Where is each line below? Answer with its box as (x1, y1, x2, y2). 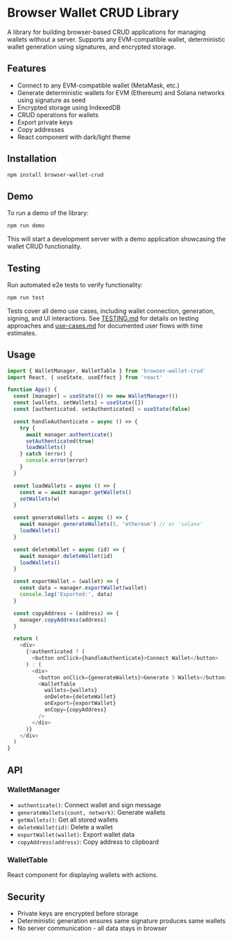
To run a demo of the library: (7, 209, 89, 217)
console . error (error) (25, 457, 89, 464)
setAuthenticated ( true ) (25, 437, 95, 445)
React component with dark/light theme (17, 133, 131, 141)
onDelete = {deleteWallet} (44, 693, 116, 700)
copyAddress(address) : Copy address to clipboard (17, 838, 159, 846)
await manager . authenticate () (25, 431, 113, 438)
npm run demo (7, 222, 45, 230)
